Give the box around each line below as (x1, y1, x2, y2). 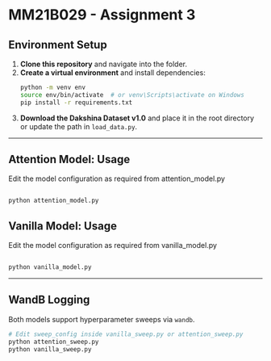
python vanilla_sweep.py (8, 345, 92, 353)
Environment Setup (8, 38, 107, 52)
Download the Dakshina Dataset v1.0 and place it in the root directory (19, 113, 255, 123)
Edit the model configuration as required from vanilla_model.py (8, 241, 218, 250)
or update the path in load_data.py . (19, 121, 138, 131)
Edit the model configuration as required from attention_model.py (8, 174, 226, 183)
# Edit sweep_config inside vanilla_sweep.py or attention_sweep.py (8, 330, 244, 338)
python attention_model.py (8, 196, 99, 205)
